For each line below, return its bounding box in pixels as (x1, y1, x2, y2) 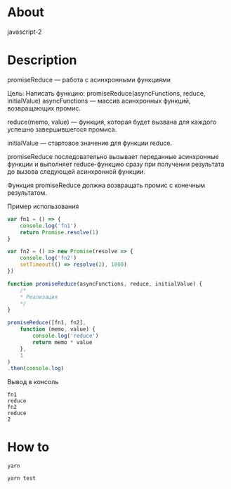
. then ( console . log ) (7, 365, 65, 372)
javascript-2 (7, 27, 42, 36)
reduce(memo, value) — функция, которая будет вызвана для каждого (7, 118, 217, 126)
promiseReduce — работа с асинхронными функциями (7, 75, 171, 84)
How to (7, 439, 50, 455)
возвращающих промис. (7, 103, 81, 113)
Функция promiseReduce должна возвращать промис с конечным (7, 181, 206, 189)
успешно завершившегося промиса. (7, 125, 117, 134)
